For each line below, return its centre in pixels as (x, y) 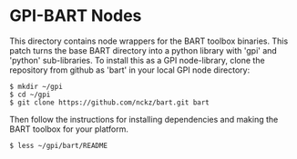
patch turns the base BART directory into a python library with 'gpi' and (143, 50)
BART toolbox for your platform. (69, 129)
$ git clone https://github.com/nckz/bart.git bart (109, 102)
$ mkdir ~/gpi (36, 86)
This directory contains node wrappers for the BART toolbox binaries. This (149, 41)
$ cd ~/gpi (30, 94)
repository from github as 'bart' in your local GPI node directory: (130, 70)
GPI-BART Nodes (76, 16)
